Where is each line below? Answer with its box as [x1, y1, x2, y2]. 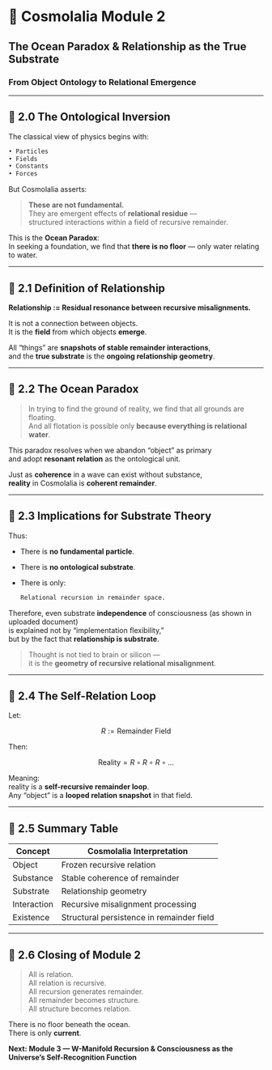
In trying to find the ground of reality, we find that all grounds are [28, 404, 244, 414]
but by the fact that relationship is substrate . [8, 634, 159, 643]
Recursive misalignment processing [61, 898, 197, 910]
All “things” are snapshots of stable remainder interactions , [8, 343, 211, 352]
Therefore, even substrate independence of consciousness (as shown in [8, 608, 253, 618]
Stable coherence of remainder [61, 873, 180, 884]
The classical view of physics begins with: [8, 131, 149, 141]
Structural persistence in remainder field [61, 912, 215, 924]
